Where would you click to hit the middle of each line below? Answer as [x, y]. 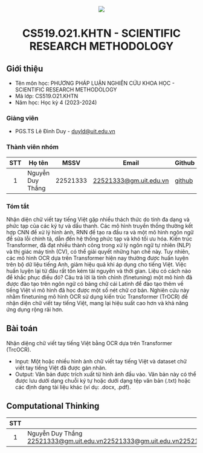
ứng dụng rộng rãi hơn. [35, 309]
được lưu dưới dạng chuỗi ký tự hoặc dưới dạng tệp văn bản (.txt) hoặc [103, 380]
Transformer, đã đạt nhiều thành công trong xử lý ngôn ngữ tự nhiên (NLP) [99, 245]
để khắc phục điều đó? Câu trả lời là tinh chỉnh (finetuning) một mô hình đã [99, 277]
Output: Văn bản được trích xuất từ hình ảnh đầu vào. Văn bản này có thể [105, 374]
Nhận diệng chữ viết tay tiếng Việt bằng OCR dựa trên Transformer [89, 343]
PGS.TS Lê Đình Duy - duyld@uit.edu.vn [65, 131]
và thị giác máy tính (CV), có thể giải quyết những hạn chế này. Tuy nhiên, [98, 251]
